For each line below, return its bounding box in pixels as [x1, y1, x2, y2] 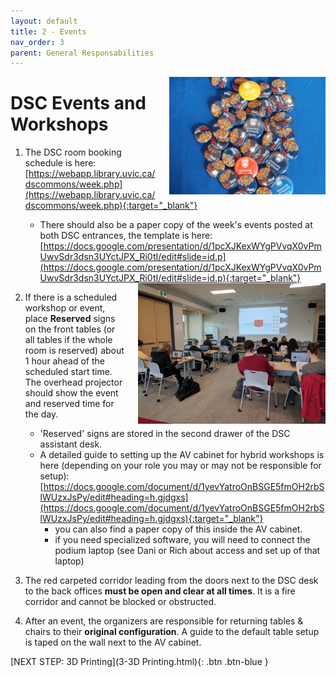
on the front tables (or [24, 323, 116, 335]
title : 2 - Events [10, 26, 87, 37]
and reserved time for [24, 398, 115, 410]
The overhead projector [24, 376, 123, 389]
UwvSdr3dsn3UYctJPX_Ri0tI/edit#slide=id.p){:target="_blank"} [39, 272, 302, 284]
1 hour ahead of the [24, 355, 105, 367]
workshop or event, [24, 302, 106, 314]
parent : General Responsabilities [10, 48, 155, 58]
